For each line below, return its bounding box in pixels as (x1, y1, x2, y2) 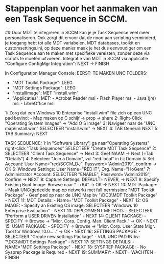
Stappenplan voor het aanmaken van (5, 3, 158, 14)
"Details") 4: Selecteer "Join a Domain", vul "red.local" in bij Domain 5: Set (5, 155, 154, 161)
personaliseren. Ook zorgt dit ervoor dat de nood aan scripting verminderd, (5, 35, 157, 41)
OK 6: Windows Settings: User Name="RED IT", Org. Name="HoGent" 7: (5, 166, 151, 172)
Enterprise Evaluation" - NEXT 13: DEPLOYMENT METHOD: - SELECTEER (5, 207, 153, 213)
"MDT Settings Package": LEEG (12, 85, 76, 90)
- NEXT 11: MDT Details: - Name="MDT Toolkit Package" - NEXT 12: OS (5, 197, 148, 203)
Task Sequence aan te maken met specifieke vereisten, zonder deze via (5, 50, 150, 56)
